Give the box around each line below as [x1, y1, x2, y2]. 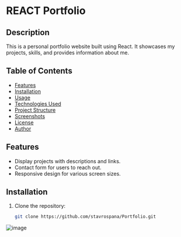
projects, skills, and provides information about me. [6, 49, 130, 56]
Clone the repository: [14, 202, 66, 209]
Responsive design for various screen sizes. [14, 170, 121, 177]
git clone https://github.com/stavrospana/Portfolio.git [14, 214, 156, 220]
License [14, 119, 34, 126]
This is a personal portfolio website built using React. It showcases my [6, 43, 175, 50]
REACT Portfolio [6, 4, 86, 18]
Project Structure [14, 107, 56, 114]
